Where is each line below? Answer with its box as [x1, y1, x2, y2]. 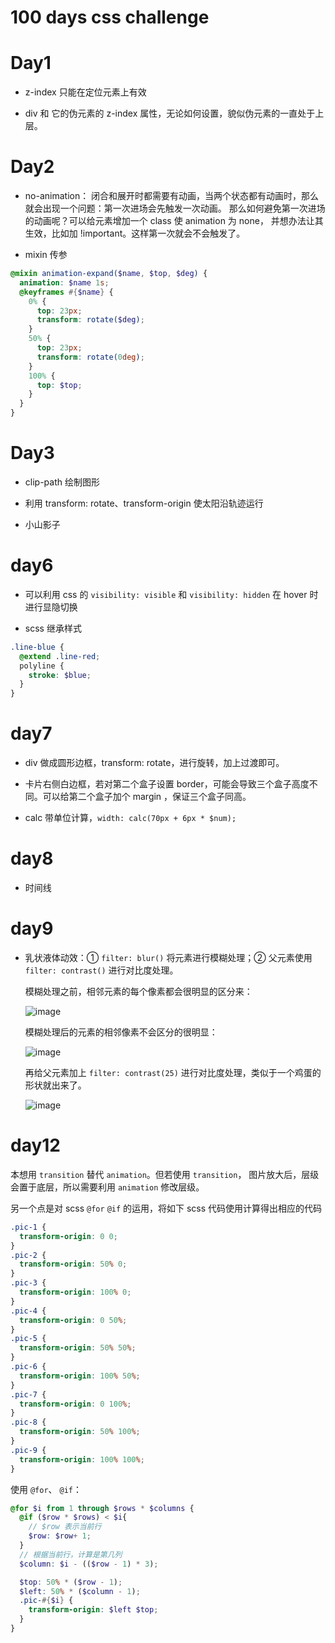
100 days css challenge [10, 6, 210, 29]
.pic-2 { [10, 1250, 47, 1260]
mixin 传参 [24, 249, 68, 261]
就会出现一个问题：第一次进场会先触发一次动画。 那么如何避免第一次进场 [24, 202, 326, 215]
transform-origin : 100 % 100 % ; [19, 1454, 145, 1465]
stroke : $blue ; [28, 670, 92, 680]
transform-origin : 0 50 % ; [19, 1315, 128, 1325]
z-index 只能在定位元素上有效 [24, 86, 147, 98]
